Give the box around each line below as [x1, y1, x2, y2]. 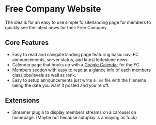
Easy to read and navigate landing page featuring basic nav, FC [12, 51, 139, 57]
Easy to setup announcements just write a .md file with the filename [12, 77, 146, 83]
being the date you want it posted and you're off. [12, 82, 110, 88]
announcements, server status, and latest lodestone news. [12, 57, 129, 62]
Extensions [5, 96, 40, 105]
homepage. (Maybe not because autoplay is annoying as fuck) [12, 114, 137, 120]
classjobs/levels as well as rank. [12, 72, 76, 78]
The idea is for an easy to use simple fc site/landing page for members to [5, 19, 151, 25]
